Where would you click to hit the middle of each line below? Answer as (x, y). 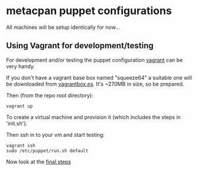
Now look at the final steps (39, 162)
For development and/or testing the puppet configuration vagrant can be (95, 60)
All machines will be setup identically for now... (63, 27)
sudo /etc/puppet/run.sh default (47, 151)
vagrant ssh (21, 146)
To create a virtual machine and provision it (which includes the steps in (94, 117)
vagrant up (20, 106)
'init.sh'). (17, 123)
